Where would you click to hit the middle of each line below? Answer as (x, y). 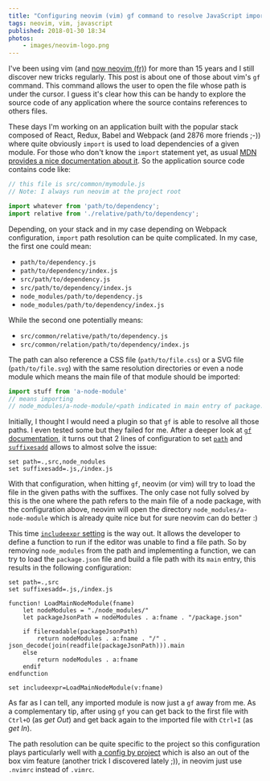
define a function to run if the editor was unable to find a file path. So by (127, 542)
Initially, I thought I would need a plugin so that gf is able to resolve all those (134, 422)
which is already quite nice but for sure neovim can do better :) (154, 518)
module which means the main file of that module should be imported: (125, 376)
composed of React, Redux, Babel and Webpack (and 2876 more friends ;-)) (135, 135)
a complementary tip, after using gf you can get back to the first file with (129, 711)
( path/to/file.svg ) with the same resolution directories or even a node (126, 368)
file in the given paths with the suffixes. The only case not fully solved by (129, 493)
